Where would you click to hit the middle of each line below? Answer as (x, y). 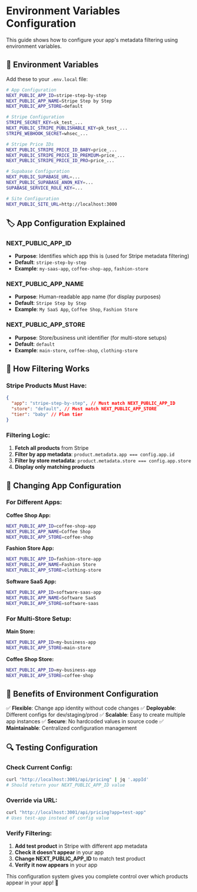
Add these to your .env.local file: (47, 79)
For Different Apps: (34, 503)
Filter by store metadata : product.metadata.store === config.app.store (103, 461)
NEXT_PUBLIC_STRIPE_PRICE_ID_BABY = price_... (62, 150)
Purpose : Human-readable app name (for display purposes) (88, 297)
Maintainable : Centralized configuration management (72, 728)
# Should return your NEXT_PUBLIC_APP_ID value (66, 785)
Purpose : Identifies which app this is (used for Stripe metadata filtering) (102, 256)
